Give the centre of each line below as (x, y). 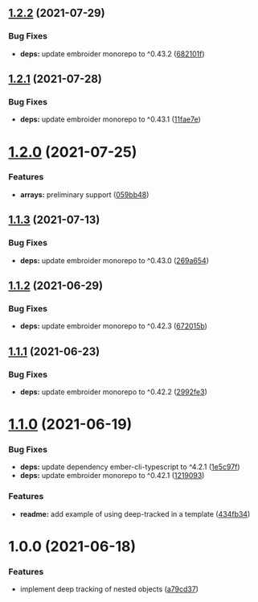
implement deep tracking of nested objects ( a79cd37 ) (109, 589)
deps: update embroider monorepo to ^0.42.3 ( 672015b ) (113, 326)
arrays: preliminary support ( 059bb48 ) (84, 194)
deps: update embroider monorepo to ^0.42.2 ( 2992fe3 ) (113, 392)
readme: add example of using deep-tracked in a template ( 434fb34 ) (135, 513)
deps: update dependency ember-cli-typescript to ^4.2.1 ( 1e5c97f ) (130, 467)
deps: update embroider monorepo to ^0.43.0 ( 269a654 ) (114, 260)
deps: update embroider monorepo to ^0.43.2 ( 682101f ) (112, 54)
